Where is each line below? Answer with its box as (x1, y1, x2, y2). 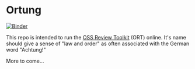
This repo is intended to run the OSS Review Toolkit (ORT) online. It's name (6, 34, 187, 41)
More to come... (6, 57, 44, 64)
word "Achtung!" (6, 46, 46, 53)
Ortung (6, 3, 42, 17)
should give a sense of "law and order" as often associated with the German (6, 40, 190, 47)
